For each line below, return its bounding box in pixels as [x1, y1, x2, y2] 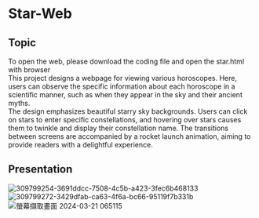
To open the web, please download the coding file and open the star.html [8, 56, 245, 66]
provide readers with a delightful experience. [8, 140, 153, 149]
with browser [8, 65, 51, 74]
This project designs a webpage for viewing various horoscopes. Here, [8, 74, 238, 82]
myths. [8, 99, 31, 107]
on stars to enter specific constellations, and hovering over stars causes [8, 115, 242, 124]
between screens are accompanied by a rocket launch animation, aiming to [8, 132, 251, 141]
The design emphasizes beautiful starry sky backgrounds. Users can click [8, 107, 248, 116]
